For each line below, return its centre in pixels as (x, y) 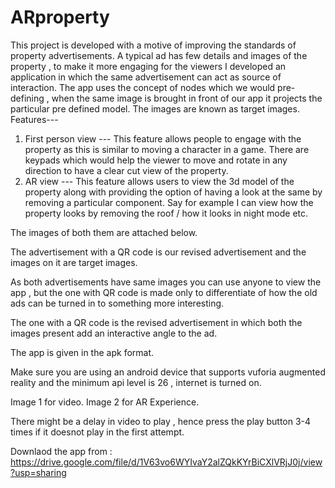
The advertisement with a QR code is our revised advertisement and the (158, 252)
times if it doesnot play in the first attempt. (97, 432)
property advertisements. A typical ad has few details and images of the (159, 55)
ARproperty (60, 17)
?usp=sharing (38, 472)
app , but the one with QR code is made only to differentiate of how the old (164, 292)
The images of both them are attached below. (104, 232)
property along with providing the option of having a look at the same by (173, 192)
